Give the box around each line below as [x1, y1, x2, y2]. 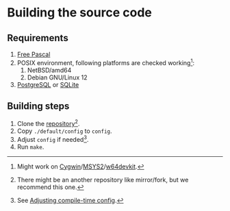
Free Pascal [16, 50, 51, 58]
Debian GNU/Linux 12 [27, 73, 88, 82]
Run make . [16, 142, 44, 151]
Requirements [7, 32, 68, 44]
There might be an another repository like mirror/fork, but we [16, 175, 189, 184]
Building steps [7, 101, 70, 112]
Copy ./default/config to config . [16, 127, 112, 135]
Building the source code [7, 5, 152, 21]
